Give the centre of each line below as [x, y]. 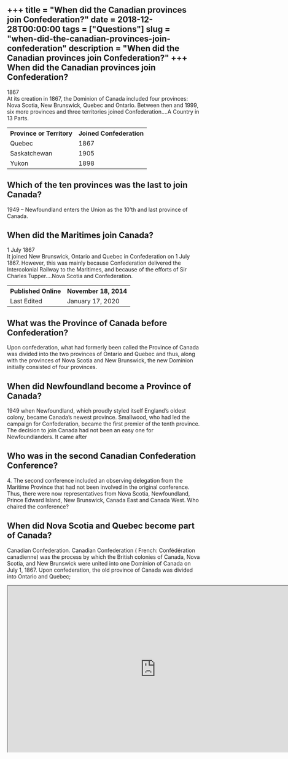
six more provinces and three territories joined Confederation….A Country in [103, 111]
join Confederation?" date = [61, 20]
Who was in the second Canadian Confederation [101, 456]
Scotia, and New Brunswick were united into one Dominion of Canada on [99, 563]
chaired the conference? [38, 507]
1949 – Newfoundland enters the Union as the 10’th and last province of [97, 209]
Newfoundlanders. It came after [47, 437]
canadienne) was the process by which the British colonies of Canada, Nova [103, 557]
